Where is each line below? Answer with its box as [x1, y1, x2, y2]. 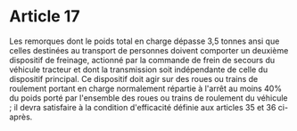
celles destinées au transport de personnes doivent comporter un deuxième [9, 45, 289, 55]
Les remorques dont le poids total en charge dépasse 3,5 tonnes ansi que [9, 36, 280, 46]
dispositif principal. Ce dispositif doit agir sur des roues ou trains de [9, 73, 259, 84]
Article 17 [9, 6, 80, 27]
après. [9, 111, 33, 122]
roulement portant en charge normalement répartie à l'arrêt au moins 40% [9, 83, 283, 94]
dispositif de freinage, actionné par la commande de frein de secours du [9, 54, 276, 65]
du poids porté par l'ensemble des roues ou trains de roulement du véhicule [9, 92, 288, 103]
